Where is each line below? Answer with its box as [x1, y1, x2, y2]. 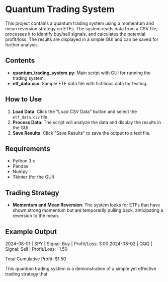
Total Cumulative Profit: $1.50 [5, 256, 66, 262]
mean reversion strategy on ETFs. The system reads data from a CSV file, [5, 25, 158, 31]
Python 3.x [12, 158, 35, 164]
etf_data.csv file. [12, 114, 49, 120]
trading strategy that [5, 271, 48, 277]
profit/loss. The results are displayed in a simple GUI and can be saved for [5, 36, 158, 42]
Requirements [5, 144, 50, 153]
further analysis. [5, 41, 39, 47]
